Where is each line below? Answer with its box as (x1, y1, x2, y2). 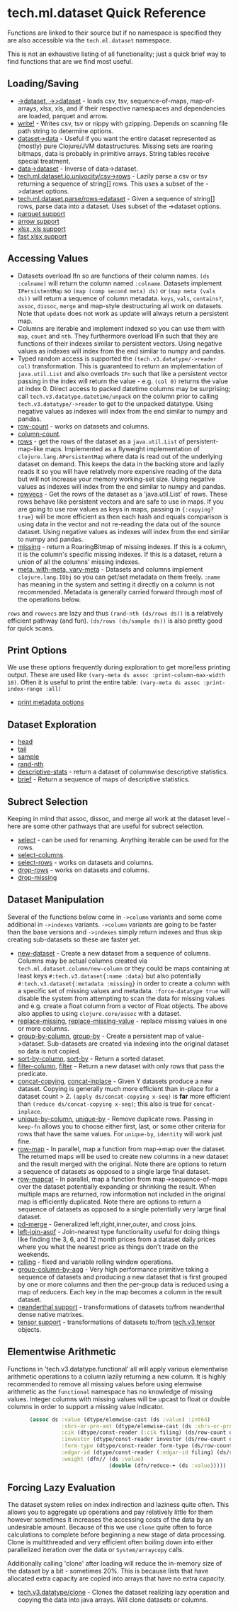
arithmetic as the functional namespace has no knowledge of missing (7, 1387, 212, 1396)
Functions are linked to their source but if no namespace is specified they (7, 28, 222, 37)
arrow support (17, 217, 59, 225)
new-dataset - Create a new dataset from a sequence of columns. (17, 949, 211, 957)
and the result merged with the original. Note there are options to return (17, 1160, 227, 1168)
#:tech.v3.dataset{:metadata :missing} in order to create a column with (17, 979, 230, 988)
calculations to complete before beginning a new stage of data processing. (7, 1530, 227, 1539)
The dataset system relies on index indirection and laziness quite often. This (7, 1500, 229, 1509)
